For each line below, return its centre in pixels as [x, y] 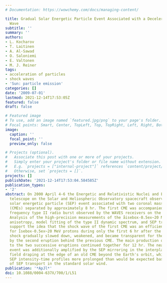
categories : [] [21, 88]
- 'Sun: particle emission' [34, 84]
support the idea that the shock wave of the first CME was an [76, 227]
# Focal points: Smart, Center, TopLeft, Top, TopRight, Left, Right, [80, 125]
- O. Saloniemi [21, 56]
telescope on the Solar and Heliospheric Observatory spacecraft [79, 199]
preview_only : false [31, 143]
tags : [11, 70]
